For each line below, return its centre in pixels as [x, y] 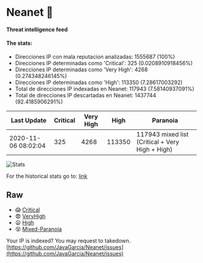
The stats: [19, 43]
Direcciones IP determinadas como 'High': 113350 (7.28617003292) [99, 82]
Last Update [29, 120]
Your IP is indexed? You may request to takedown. [69, 241]
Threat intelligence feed [37, 29]
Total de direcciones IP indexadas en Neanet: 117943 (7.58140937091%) [105, 89]
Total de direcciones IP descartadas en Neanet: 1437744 [85, 95]
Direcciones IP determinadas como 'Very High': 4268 [81, 70]
